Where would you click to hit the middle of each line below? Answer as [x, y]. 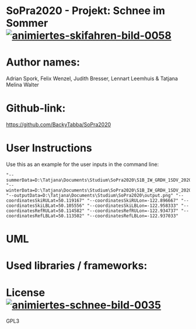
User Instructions [49, 148]
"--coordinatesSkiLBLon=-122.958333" [133, 206]
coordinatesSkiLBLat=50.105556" [45, 206]
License [26, 292]
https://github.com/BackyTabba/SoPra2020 [59, 124]
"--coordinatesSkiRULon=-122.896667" [133, 200]
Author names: [43, 62]
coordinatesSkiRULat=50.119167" [45, 200]
